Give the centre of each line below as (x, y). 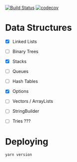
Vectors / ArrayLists (33, 101)
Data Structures (38, 28)
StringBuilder (26, 111)
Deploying (27, 141)
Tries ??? (21, 121)
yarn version (19, 155)
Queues (20, 72)
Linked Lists (25, 41)
